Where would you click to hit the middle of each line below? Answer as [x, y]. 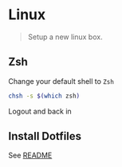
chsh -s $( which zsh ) [44, 96]
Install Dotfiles [45, 136]
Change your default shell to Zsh [61, 81]
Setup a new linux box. [65, 37]
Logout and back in [40, 111]
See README [30, 155]
